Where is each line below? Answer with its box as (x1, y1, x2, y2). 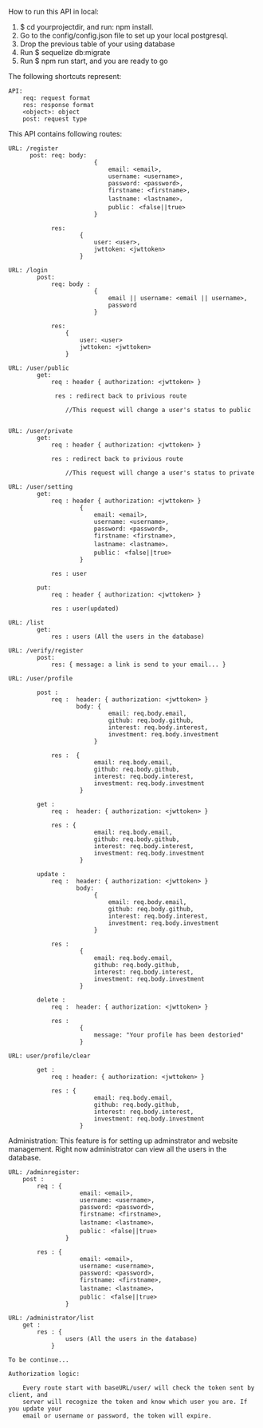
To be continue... (8, 1356, 69, 1364)
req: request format (22, 94, 91, 102)
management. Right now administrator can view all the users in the (8, 1144, 227, 1153)
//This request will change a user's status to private (65, 469, 255, 477)
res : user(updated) (50, 605, 120, 613)
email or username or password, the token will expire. (22, 1412, 213, 1420)
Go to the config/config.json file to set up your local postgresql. (19, 31, 229, 40)
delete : (37, 996, 66, 1004)
